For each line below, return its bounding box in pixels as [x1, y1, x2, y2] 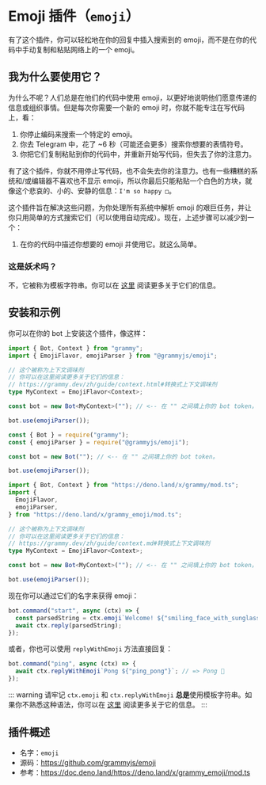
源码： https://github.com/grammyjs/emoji [19, 757, 157, 767]
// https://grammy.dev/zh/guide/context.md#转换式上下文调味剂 [8, 539, 211, 547]
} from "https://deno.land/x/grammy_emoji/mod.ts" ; [8, 510, 182, 519]
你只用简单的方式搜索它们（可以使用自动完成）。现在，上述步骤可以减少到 [8, 212, 248, 222]
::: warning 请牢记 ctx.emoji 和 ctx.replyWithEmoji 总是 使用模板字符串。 [8, 690, 245, 699]
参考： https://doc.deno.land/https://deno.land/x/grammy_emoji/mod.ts [19, 768, 251, 777]
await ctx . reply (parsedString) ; [15, 621, 123, 630]
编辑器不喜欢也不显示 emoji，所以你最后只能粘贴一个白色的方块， [31, 176, 245, 185]
